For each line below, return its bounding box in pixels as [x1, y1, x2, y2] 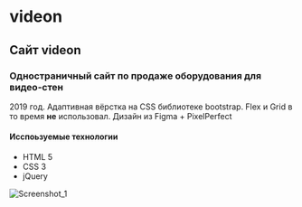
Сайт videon [9, 42, 81, 58]
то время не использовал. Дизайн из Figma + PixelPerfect [9, 110, 232, 121]
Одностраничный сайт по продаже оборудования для [9, 70, 262, 82]
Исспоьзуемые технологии [9, 131, 118, 142]
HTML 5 [22, 152, 53, 163]
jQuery [22, 171, 48, 182]
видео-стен [9, 80, 64, 93]
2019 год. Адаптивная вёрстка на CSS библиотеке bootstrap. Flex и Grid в [9, 101, 293, 112]
